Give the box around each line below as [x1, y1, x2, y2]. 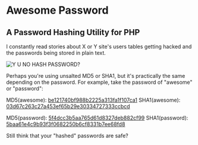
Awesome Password [6, 4, 109, 17]
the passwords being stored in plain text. [6, 49, 106, 56]
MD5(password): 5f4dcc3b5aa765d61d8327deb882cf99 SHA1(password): [6, 114, 188, 121]
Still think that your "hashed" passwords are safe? [6, 132, 129, 139]
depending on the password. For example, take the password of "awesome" [6, 78, 193, 86]
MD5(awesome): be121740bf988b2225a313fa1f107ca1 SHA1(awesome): [6, 96, 181, 103]
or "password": [6, 85, 43, 92]
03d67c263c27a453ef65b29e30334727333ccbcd [6, 103, 130, 110]
